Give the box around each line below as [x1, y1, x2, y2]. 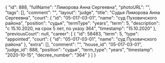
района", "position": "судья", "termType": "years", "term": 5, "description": [5, 20, 160, 26]
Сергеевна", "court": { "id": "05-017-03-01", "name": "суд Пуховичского [5, 15, 157, 20]
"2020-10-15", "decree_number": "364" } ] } [5, 52, 96, 58]
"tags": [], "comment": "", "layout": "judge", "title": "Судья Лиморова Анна [5, 9, 160, 15]
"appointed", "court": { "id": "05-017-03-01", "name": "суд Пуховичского [5, 36, 157, 42]
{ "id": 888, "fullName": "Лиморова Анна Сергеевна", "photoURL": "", [5, 4, 151, 10]
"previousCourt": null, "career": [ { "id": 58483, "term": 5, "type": [5, 31, 139, 36]
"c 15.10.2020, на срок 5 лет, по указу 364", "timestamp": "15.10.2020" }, [5, 25, 157, 31]
